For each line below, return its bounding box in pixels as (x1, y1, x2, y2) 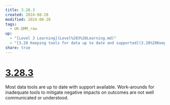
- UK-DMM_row (10, 26, 37, 31)
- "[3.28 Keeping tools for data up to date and (10, 41, 114, 46)
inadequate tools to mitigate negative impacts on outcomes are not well (5, 89, 154, 95)
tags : (5, 21, 17, 27)
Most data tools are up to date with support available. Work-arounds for (5, 84, 154, 90)
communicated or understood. (5, 94, 69, 100)
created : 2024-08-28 (5, 12, 49, 17)
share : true (5, 45, 30, 50)
